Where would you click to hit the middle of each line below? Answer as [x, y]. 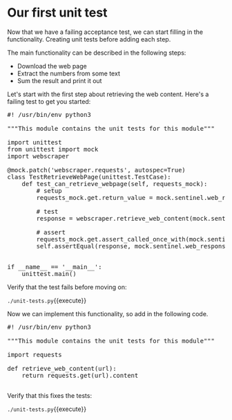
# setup [49, 191]
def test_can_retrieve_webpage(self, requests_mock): [115, 184]
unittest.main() [49, 274]
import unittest [35, 142]
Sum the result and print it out [59, 80]
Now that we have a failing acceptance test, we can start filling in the [105, 32]
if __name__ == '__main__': [55, 267]
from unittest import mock [53, 149]
